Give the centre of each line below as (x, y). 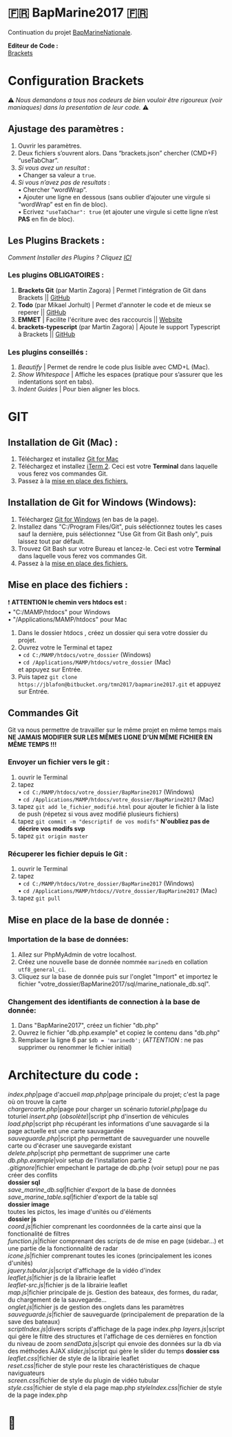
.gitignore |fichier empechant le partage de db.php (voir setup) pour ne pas (114, 1168)
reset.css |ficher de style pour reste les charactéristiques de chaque (104, 1366)
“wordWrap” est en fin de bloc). (63, 204)
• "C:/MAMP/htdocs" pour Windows (59, 612)
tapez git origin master (53, 836)
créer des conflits (33, 1175)
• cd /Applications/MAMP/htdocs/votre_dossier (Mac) (94, 662)
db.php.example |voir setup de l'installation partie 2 (80, 1160)
